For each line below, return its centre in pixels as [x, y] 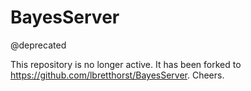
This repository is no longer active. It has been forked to [126, 64]
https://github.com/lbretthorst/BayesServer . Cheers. [117, 75]
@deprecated [38, 45]
